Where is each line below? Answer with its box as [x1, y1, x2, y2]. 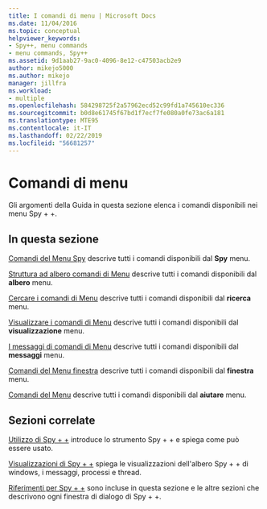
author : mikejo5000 [8, 64, 74, 72]
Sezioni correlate [8, 413, 96, 427]
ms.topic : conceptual [8, 27, 81, 35]
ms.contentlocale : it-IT [8, 124, 92, 132]
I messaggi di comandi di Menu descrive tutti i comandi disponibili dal [8, 341, 239, 351]
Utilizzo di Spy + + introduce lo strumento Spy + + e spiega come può [8, 435, 240, 445]
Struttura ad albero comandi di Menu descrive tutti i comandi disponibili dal [8, 269, 257, 279]
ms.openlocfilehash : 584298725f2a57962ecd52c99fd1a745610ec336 [8, 101, 225, 110]
